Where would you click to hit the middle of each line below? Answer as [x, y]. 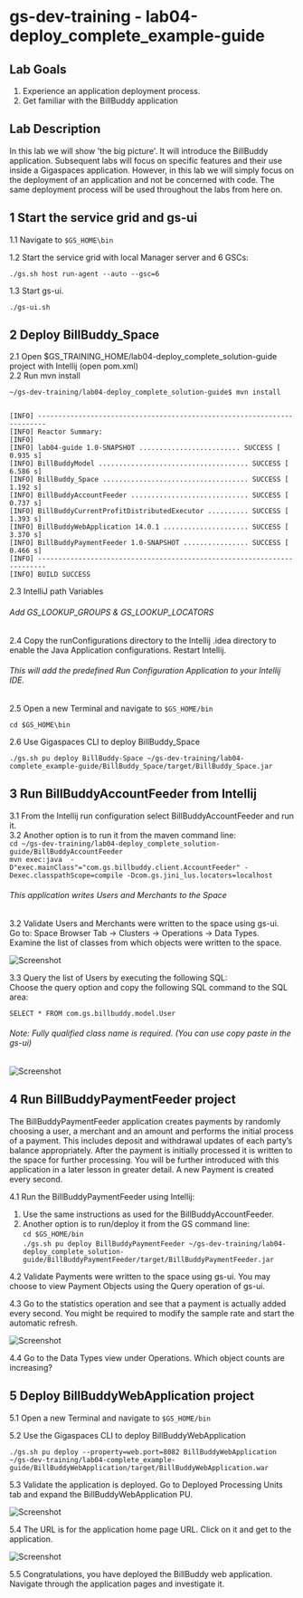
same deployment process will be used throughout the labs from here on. [146, 189]
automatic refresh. [44, 1323]
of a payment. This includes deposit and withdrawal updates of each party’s [151, 1140]
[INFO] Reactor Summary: [56, 432]
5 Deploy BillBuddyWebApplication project [132, 1396]
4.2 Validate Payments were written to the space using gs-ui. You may [140, 1276]
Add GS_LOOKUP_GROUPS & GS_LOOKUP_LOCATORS [112, 612]
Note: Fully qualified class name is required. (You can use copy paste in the [150, 1033]
